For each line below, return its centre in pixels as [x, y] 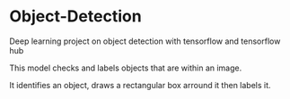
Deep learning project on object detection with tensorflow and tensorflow [145, 41]
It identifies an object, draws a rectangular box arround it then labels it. [140, 85]
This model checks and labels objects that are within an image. [126, 68]
